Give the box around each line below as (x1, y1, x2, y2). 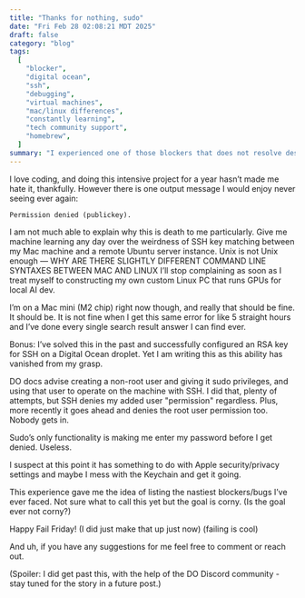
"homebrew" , (25, 132, 71, 141)
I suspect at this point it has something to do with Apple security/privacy (9, 459, 280, 470)
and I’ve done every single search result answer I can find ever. (9, 321, 247, 332)
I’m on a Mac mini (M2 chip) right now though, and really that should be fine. (9, 302, 295, 313)
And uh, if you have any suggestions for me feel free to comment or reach (9, 541, 286, 552)
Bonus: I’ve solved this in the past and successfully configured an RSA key (9, 338, 289, 350)
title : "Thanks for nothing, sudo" (9, 13, 144, 23)
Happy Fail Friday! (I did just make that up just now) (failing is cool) (9, 523, 259, 534)
